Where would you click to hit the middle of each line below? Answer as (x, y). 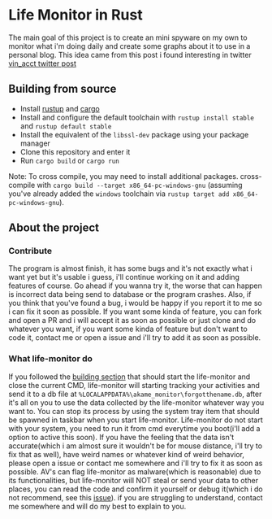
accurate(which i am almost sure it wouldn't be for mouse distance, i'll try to (135, 446)
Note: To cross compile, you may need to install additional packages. (123, 176)
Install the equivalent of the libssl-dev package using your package (134, 134)
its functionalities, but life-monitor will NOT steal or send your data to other (134, 480)
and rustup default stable (66, 126)
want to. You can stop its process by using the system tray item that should (134, 411)
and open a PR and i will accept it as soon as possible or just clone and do (132, 321)
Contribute (30, 251)
